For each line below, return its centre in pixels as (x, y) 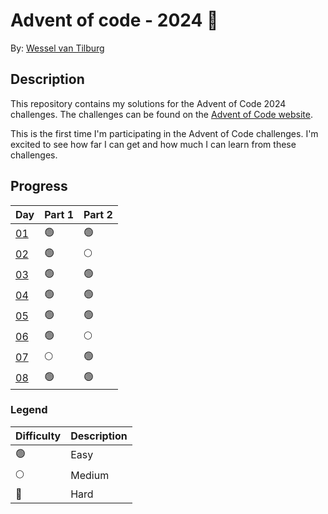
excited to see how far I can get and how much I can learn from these (153, 144)
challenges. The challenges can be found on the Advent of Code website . (161, 114)
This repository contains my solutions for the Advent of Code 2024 (148, 103)
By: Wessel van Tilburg (57, 48)
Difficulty (38, 436)
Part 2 (98, 214)
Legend (29, 410)
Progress (39, 186)
